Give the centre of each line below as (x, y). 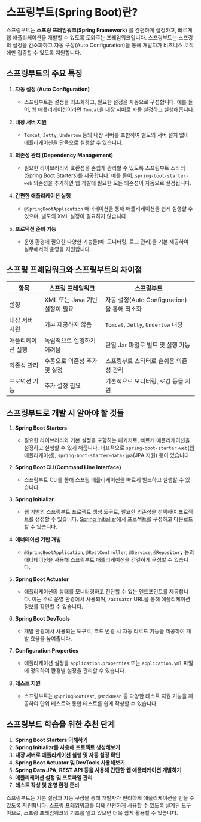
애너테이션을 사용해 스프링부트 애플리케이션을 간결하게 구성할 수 (98, 560)
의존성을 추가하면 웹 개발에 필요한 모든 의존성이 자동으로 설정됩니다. (112, 183)
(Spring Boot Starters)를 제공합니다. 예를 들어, (79, 175)
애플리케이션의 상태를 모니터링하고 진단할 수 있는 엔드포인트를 (96, 592)
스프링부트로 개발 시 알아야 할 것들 (65, 413)
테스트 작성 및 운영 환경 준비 (47, 785)
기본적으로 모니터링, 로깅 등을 (144, 381)
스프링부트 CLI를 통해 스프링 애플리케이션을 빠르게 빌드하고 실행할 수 (104, 480)
